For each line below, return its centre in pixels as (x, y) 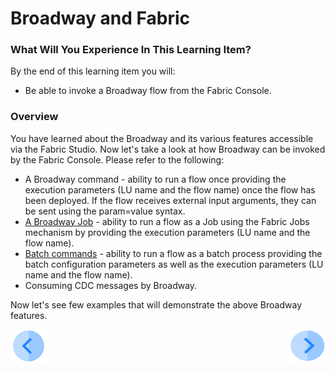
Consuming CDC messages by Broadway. (111, 285)
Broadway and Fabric (100, 18)
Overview (34, 117)
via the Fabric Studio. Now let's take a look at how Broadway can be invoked (168, 149)
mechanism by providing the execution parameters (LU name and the (167, 232)
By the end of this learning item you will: (93, 71)
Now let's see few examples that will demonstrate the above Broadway (156, 304)
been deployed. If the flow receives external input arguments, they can (170, 200)
